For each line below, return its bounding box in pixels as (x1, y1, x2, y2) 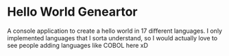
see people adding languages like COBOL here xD (7, 41, 149, 49)
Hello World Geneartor (7, 4, 138, 20)
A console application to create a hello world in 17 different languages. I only (7, 27, 223, 35)
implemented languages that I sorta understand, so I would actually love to (7, 33, 218, 42)
